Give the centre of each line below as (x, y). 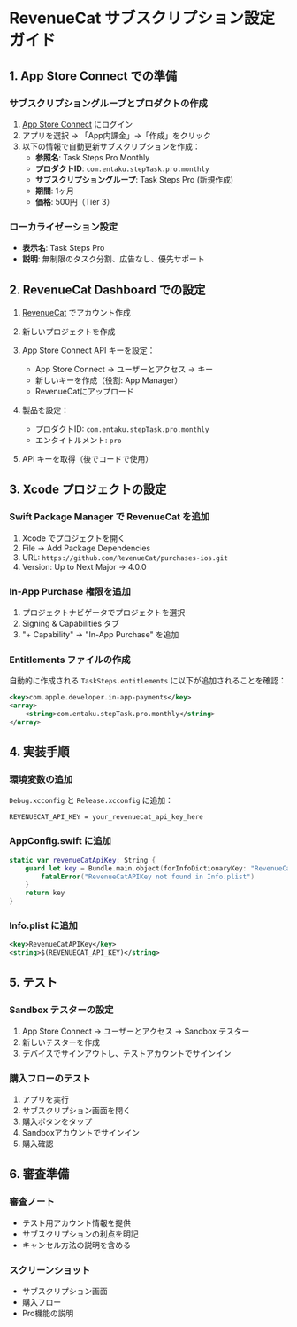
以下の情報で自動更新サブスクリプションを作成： (111, 146)
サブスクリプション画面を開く (76, 1111)
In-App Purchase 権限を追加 (70, 591)
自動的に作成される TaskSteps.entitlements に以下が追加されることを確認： (148, 681)
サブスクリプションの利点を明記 (80, 1234)
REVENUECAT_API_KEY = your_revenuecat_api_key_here (106, 817)
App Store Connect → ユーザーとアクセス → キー (124, 369)
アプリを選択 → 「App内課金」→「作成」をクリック (117, 135)
